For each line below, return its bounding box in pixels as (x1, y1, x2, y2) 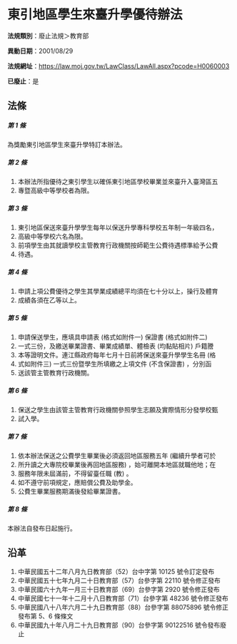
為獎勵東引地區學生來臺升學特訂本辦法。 (7, 140, 126, 149)
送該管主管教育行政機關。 (17, 369, 94, 377)
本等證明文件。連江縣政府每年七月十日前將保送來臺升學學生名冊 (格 (17, 351, 216, 359)
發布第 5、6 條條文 (17, 611, 74, 620)
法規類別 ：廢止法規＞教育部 (7, 31, 89, 40)
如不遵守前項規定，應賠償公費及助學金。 (17, 479, 137, 487)
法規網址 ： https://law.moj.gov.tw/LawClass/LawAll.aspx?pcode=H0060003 (7, 61, 230, 70)
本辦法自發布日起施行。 (7, 524, 76, 533)
